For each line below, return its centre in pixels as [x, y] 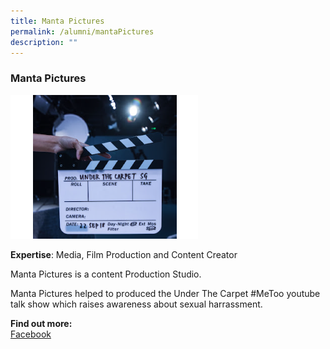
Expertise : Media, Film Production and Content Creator [124, 254]
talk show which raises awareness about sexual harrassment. [136, 304]
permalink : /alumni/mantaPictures [82, 31]
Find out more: [41, 323]
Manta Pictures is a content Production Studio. [106, 274]
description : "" [44, 42]
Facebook [31, 334]
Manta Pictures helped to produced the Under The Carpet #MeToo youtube [165, 293]
